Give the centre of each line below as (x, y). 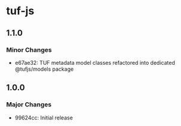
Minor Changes (29, 50)
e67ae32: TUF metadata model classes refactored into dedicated (95, 62)
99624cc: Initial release (44, 118)
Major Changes (29, 105)
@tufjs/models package (44, 69)
